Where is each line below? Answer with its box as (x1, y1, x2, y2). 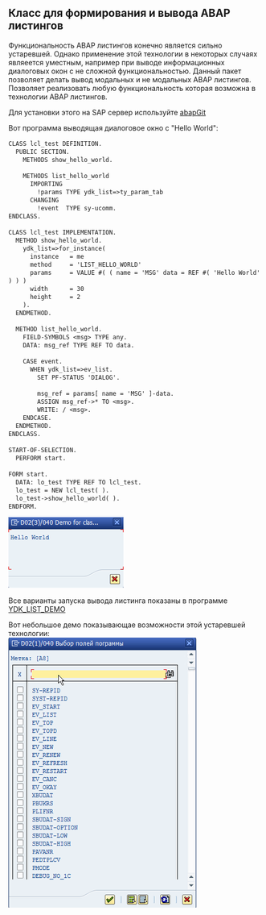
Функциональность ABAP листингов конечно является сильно (8, 40, 223, 50)
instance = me (29, 252, 84, 260)
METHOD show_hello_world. (15, 236, 103, 244)
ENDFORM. (8, 502, 38, 510)
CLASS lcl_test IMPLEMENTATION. (8, 228, 117, 236)
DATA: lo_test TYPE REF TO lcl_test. (15, 478, 142, 486)
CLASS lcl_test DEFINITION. (8, 139, 103, 148)
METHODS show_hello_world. (23, 156, 113, 164)
